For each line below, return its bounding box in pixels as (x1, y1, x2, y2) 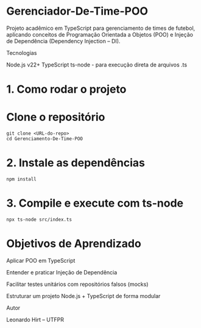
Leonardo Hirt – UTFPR (6, 316, 64, 323)
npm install (6, 176, 37, 182)
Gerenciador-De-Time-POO (6, 4, 148, 18)
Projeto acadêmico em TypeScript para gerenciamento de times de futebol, (6, 24, 196, 32)
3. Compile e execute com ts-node (6, 196, 184, 210)
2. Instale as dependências (6, 156, 145, 170)
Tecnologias (6, 49, 37, 56)
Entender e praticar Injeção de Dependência (6, 268, 118, 276)
